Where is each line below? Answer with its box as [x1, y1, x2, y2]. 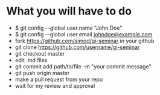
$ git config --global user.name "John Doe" [14, 24, 123, 31]
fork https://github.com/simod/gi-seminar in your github [14, 37, 155, 44]
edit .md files [14, 56, 48, 64]
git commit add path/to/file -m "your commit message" [14, 62, 152, 70]
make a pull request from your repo [14, 76, 103, 83]
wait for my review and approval [14, 82, 95, 89]
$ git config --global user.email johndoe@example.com [14, 30, 153, 38]
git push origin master [14, 69, 70, 76]
